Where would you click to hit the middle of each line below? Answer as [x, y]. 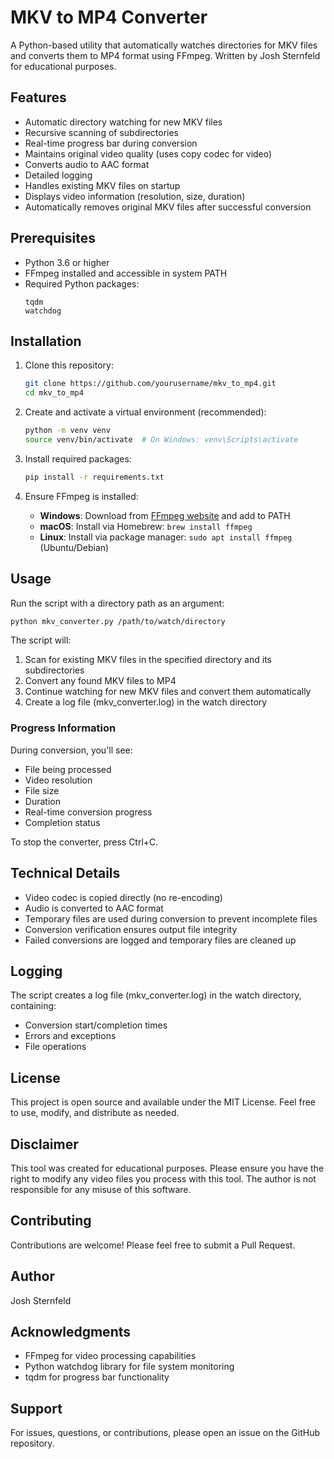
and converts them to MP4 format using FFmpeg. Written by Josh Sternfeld [165, 55]
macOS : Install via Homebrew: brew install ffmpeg [146, 526]
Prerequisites [53, 238]
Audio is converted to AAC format [94, 908]
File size [42, 790]
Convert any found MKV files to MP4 [100, 681]
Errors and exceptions [70, 1036]
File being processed [68, 769]
